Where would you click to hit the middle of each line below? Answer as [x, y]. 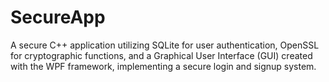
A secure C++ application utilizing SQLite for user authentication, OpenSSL [165, 45]
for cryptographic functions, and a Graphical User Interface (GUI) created [161, 55]
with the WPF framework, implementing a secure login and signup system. [163, 66]
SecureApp [58, 17]
